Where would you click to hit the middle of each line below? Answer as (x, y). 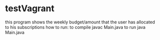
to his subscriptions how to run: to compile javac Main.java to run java (75, 27)
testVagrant (30, 9)
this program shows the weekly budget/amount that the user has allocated (80, 22)
